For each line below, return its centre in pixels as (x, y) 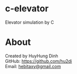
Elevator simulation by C (29, 22)
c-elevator (27, 9)
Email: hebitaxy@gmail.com (33, 66)
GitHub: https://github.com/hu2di (38, 61)
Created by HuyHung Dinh (32, 56)
